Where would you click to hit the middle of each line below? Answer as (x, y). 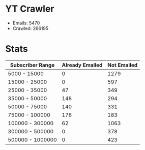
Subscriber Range (32, 65)
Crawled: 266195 (31, 28)
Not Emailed (123, 65)
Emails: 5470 (26, 23)
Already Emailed (82, 65)
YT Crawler (30, 9)
